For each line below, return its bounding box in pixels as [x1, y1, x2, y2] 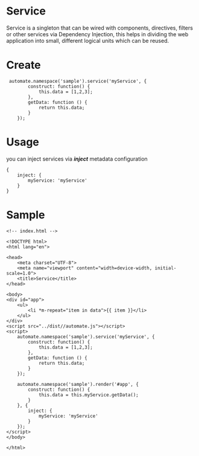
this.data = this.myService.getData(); [38, 391, 139, 398]
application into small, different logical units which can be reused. [6, 37, 169, 44]
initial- [154, 265, 177, 271]
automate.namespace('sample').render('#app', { [17, 381, 139, 387]
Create [6, 59, 41, 72]
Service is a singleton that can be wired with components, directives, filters [6, 24, 193, 31]
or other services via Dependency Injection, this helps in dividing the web [6, 30, 189, 37]
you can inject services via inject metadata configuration [6, 155, 148, 162]
